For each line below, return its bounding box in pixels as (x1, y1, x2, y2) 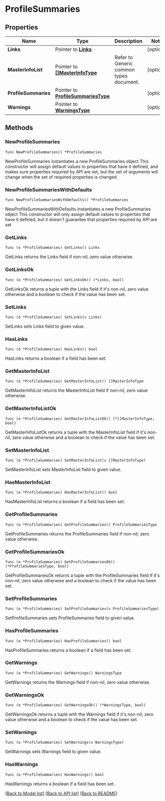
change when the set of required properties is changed (5, 174, 117, 180)
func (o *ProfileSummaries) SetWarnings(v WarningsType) (5, 740, 124, 745)
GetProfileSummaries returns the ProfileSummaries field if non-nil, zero (5, 531, 149, 536)
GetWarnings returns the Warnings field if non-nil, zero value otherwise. (5, 679, 151, 685)
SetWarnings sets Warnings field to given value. (5, 749, 102, 755)
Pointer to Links (55, 46, 92, 53)
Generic (114, 60, 133, 67)
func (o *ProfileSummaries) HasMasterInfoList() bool (5, 490, 118, 495)
